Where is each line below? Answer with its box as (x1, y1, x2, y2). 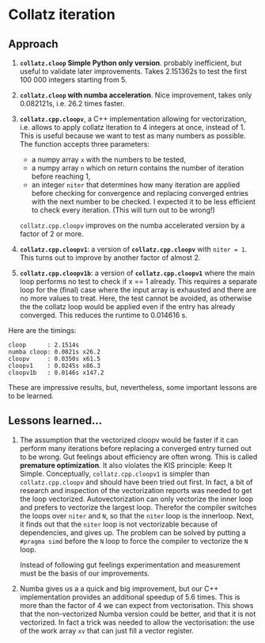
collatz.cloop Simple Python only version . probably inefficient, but (19, 58, 242, 67)
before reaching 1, (31, 172, 91, 181)
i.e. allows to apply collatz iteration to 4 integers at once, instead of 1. (19, 123, 245, 132)
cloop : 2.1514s (8, 341, 80, 349)
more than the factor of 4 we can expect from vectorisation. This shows (19, 600, 254, 610)
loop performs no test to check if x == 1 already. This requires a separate (19, 277, 258, 286)
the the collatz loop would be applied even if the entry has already (19, 302, 236, 311)
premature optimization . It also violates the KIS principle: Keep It (19, 460, 233, 469)
